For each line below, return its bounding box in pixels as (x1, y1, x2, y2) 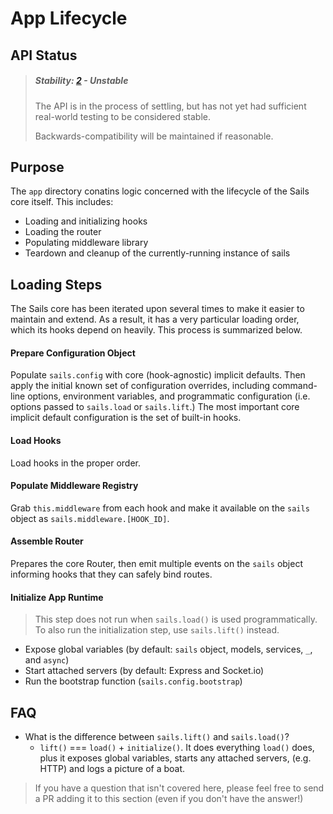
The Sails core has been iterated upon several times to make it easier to (10, 303, 305, 315)
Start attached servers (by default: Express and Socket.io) (24, 665, 265, 677)
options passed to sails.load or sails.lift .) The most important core (10, 401, 300, 413)
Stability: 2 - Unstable (34, 75, 129, 87)
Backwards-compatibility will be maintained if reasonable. (34, 130, 274, 142)
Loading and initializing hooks (24, 215, 148, 227)
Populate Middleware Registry (10, 480, 139, 492)
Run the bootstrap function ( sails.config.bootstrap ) (24, 675, 243, 687)
